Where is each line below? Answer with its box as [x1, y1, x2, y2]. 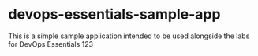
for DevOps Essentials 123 [8, 39, 93, 48]
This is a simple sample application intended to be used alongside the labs [8, 31, 250, 40]
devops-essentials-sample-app [8, 5, 221, 23]
